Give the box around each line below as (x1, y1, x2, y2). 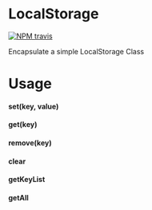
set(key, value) (8, 101, 59, 111)
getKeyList (8, 175, 46, 184)
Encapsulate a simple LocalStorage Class (8, 46, 145, 56)
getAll (8, 192, 30, 202)
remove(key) (8, 137, 52, 148)
